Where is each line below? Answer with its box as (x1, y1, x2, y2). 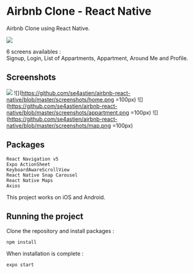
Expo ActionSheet (6, 161, 51, 167)
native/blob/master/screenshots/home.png (6, 96, 114, 103)
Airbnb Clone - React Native (6, 4, 152, 18)
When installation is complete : (6, 250, 84, 257)
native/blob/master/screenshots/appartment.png (6, 108, 130, 116)
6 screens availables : (6, 48, 61, 55)
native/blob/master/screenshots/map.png (6, 121, 111, 129)
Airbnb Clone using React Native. (6, 25, 90, 32)
